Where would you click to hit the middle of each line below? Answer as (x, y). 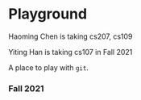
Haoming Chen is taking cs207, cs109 (70, 36)
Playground (48, 14)
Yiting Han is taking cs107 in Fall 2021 (70, 52)
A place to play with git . (48, 67)
